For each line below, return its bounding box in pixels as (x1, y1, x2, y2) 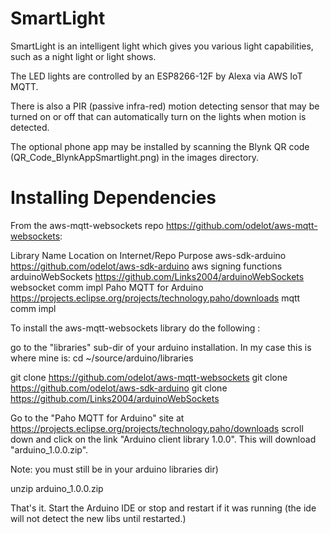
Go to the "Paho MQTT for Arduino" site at (10, 412, 185, 424)
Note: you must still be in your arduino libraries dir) (10, 463, 219, 475)
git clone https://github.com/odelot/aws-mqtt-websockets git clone (10, 371, 288, 383)
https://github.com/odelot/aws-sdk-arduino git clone (10, 382, 228, 394)
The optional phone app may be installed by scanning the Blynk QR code (10, 140, 310, 152)
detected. (10, 121, 50, 133)
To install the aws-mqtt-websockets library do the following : (10, 322, 261, 334)
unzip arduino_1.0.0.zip (10, 482, 104, 494)
